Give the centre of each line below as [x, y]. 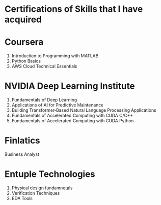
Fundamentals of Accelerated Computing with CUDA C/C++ [72, 116]
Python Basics [26, 61]
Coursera [24, 42]
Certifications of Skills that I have [74, 9]
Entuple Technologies [50, 174]
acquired [23, 19]
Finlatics [22, 141]
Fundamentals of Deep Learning [44, 100]
